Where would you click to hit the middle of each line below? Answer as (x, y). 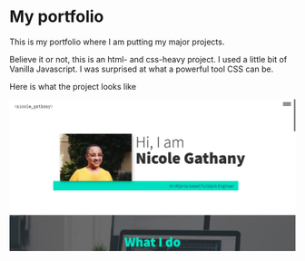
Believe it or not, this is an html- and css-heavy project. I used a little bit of (148, 59)
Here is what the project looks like (73, 86)
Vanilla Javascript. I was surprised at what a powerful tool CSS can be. (142, 69)
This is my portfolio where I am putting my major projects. (117, 42)
